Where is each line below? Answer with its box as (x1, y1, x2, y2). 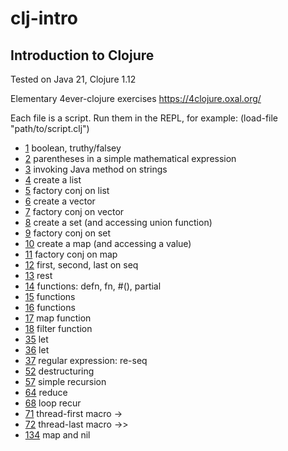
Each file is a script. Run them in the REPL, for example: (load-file (10, 112, 279, 124)
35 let (24, 333, 49, 345)
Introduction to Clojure (10, 47, 155, 64)
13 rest (24, 270, 53, 281)
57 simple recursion (24, 376, 107, 387)
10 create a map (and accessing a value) (24, 238, 192, 249)
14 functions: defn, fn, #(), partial (24, 280, 162, 292)
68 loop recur (24, 397, 82, 409)
